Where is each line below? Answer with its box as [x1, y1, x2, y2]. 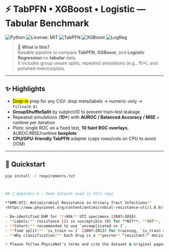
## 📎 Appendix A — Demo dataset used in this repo [5, 191, 114, 196]
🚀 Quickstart [5, 160, 45, 169]
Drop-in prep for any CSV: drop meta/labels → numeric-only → [12, 98, 143, 104]
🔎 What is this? [17, 44, 50, 50]
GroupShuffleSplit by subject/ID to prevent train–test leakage [12, 109, 140, 115]
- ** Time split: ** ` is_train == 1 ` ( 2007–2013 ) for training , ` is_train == [5, 228, 167, 233]
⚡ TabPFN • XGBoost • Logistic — [5, 4, 146, 15]
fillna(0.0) [12, 104, 38, 109]
